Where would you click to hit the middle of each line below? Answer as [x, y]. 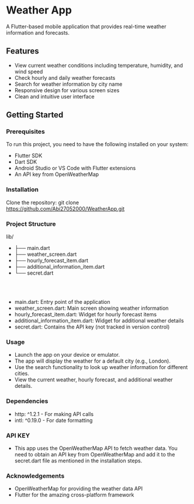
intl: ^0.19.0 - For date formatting [53, 420]
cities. [22, 374]
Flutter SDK [28, 155]
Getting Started [35, 115]
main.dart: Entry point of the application [62, 302]
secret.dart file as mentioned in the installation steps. [78, 461]
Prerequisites [25, 131]
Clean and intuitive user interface [54, 96]
